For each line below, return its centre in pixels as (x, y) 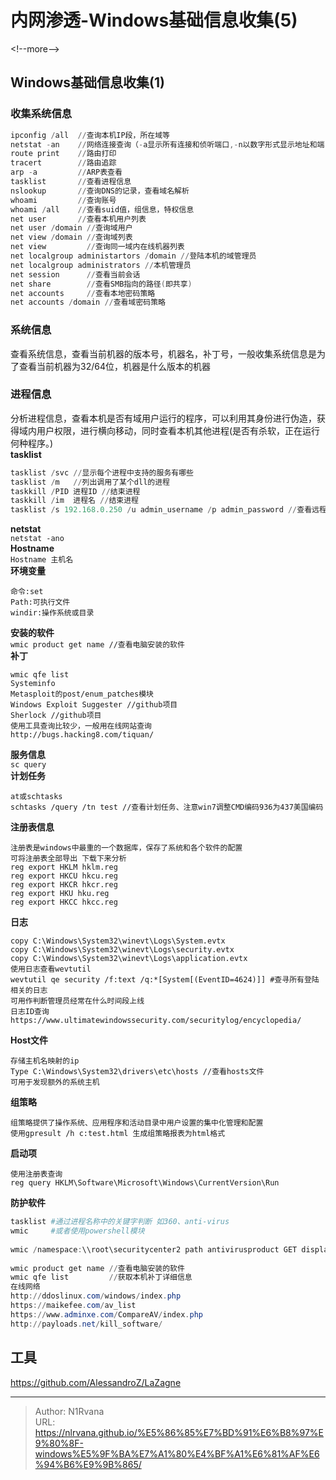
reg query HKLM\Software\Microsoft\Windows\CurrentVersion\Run (145, 1183)
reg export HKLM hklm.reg (64, 867)
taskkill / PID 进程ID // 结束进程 (75, 491)
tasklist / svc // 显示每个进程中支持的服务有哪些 (102, 472)
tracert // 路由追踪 (63, 163)
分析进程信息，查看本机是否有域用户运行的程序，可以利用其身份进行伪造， (163, 418)
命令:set (27, 592)
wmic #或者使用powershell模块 (77, 1231)
